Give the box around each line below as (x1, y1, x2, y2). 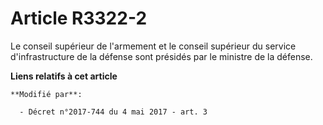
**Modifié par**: (10, 89, 83, 99)
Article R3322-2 (10, 7, 148, 30)
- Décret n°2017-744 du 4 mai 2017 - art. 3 (19, 107, 208, 117)
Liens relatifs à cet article (10, 70, 118, 82)
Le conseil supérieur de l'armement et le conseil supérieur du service (10, 40, 297, 52)
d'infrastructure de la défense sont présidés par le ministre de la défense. (10, 50, 313, 62)
